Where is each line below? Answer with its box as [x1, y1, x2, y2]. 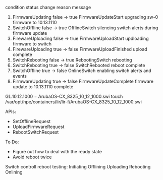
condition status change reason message [5, 5, 91, 10]
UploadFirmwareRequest [12, 124, 65, 130]
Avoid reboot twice [12, 154, 52, 160]
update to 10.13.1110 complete [12, 84, 74, 90]
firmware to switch [12, 41, 52, 47]
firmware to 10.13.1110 [12, 20, 57, 25]
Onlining [5, 169, 23, 175]
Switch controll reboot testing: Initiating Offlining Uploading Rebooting [5, 164, 151, 169]
